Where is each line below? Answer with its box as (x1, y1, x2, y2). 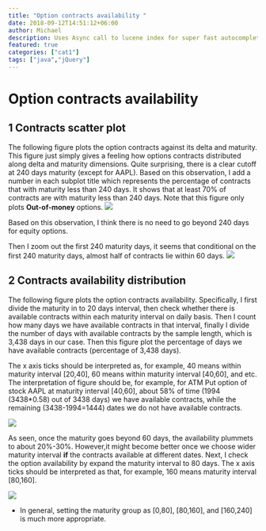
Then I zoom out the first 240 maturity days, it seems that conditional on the (8, 241, 256, 250)
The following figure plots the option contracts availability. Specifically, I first (8, 295, 257, 304)
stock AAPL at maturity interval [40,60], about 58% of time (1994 (8, 386, 220, 395)
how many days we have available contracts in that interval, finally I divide (8, 320, 249, 330)
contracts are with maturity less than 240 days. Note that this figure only (8, 193, 245, 202)
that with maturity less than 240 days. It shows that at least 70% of (8, 184, 227, 194)
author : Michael (8, 26, 62, 34)
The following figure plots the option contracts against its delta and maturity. (8, 142, 257, 151)
